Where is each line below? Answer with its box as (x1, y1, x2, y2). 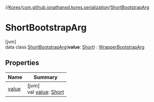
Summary (33, 73, 58, 80)
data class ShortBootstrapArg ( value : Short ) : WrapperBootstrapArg (5, 44, 145, 50)
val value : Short (27, 88, 64, 95)
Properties (5, 59, 39, 67)
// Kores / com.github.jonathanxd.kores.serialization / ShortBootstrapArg (5, 5, 149, 10)
